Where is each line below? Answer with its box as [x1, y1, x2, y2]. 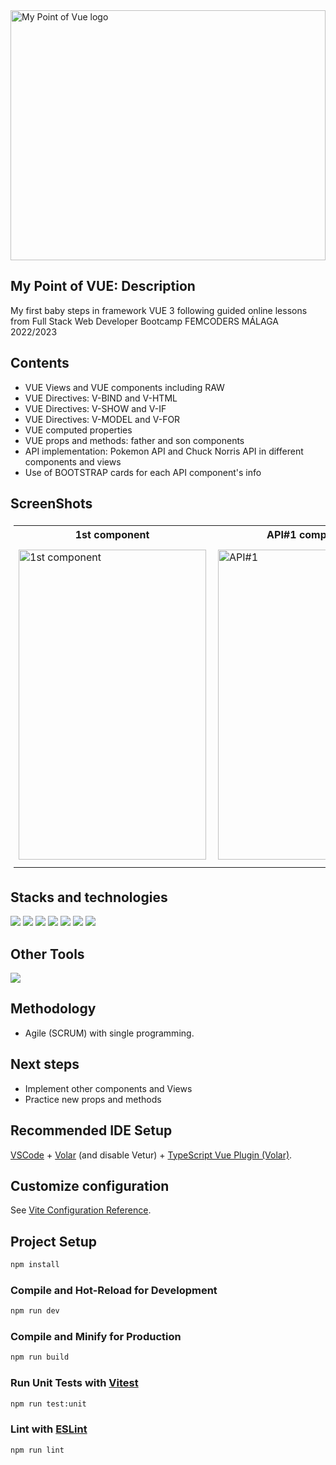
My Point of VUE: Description [10, 278, 196, 295]
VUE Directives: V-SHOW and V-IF [24, 402, 167, 414]
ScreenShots [10, 495, 93, 513]
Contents [10, 355, 70, 372]
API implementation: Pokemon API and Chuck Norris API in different [24, 445, 304, 457]
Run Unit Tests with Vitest [10, 1376, 139, 1390]
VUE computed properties [24, 424, 133, 436]
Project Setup [10, 1233, 98, 1250]
